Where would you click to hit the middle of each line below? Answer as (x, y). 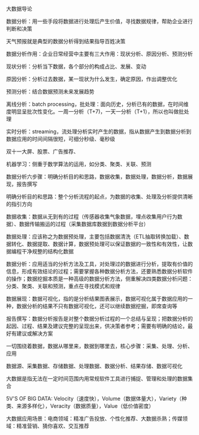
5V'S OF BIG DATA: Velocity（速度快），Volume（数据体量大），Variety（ (94, 399)
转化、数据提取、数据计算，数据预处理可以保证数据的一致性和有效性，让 (99, 244)
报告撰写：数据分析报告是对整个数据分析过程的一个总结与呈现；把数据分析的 (99, 319)
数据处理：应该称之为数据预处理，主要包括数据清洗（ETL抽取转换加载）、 (95, 236)
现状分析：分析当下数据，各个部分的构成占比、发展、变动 (76, 66)
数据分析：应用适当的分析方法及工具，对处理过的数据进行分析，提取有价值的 (99, 264)
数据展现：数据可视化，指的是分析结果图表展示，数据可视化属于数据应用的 (97, 299)
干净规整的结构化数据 (48, 251)
